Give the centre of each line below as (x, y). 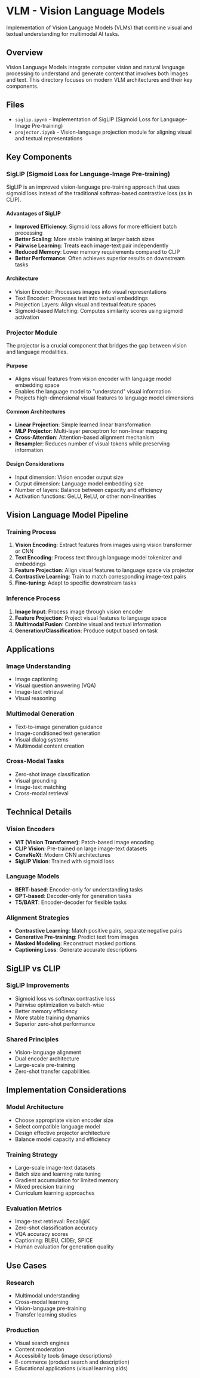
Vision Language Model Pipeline (67, 515)
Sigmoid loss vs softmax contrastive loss (65, 998)
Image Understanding (39, 666)
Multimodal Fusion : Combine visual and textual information (88, 624)
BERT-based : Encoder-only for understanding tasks (79, 889)
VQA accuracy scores (41, 1234)
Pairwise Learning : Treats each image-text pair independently (92, 245)
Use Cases (27, 1265)
